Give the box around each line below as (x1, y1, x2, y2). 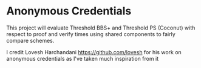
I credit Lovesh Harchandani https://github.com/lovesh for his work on (6, 48, 182, 55)
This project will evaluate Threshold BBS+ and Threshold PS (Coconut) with (6, 24, 196, 31)
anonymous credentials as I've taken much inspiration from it (6, 55, 159, 62)
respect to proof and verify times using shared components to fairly (6, 30, 176, 37)
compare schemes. (6, 37, 55, 44)
